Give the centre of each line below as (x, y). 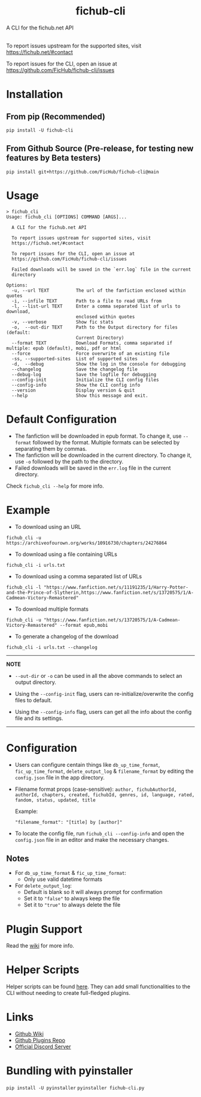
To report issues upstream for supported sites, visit (81, 238)
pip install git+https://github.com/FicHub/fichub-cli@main (83, 172)
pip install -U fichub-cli (40, 130)
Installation (35, 95)
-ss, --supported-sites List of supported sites (74, 358)
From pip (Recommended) (56, 116)
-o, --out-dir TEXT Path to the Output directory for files (95, 327)
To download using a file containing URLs (66, 554)
